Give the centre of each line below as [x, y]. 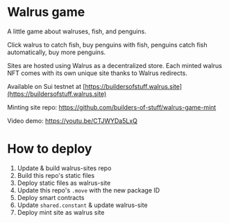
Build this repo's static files [56, 175]
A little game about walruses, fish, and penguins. [77, 31]
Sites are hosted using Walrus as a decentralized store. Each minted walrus [114, 65]
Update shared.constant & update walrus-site [82, 205]
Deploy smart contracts [51, 197]
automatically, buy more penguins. [57, 52]
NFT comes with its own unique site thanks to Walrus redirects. [97, 73]
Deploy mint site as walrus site [61, 212]
